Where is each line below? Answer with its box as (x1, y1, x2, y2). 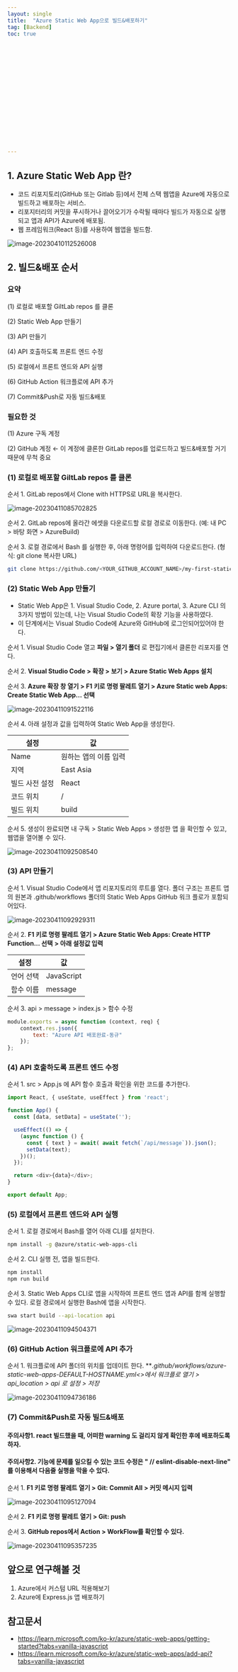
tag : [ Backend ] (7, 23, 52, 30)
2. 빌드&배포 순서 (7, 261, 79, 273)
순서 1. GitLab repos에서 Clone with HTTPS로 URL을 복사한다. (7, 490, 183, 499)
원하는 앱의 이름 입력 (60, 751, 126, 761)
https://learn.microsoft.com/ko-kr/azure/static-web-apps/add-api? (17, 1649, 212, 1658)
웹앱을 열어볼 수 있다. (7, 833, 66, 841)
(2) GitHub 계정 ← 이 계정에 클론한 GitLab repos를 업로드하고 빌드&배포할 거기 (7, 444, 227, 453)
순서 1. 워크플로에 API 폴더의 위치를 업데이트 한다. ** (7, 1361, 152, 1370)
